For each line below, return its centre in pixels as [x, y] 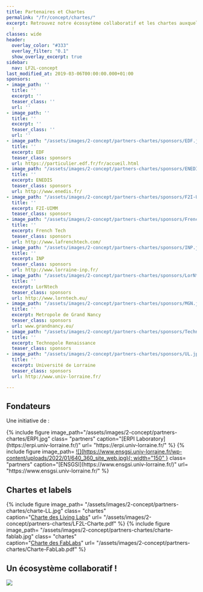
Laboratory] [151, 439]
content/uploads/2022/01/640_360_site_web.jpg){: [69, 458]
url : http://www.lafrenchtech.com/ [56, 242]
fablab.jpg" [20, 536]
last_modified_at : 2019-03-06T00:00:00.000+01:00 [70, 74]
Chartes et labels [39, 490]
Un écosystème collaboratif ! [62, 568]
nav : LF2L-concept [35, 68]
